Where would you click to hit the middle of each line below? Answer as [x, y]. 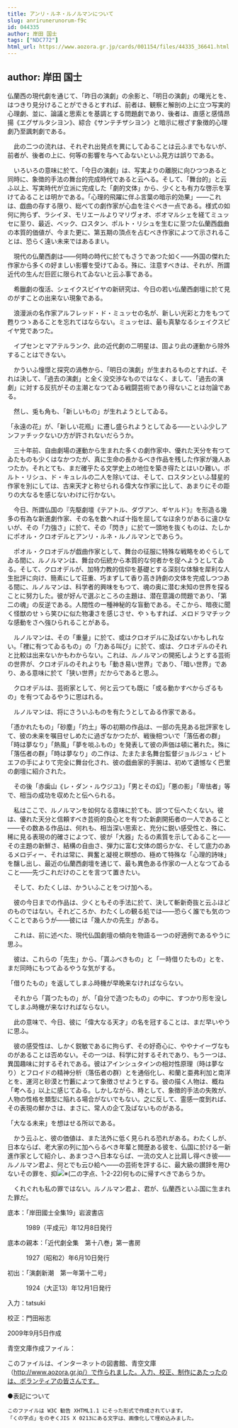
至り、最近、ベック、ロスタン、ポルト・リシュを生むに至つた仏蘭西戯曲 [125, 223]
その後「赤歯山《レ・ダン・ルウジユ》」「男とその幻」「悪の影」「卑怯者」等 [122, 786]
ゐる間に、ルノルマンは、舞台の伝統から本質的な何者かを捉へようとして [113, 560]
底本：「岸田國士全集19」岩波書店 [56, 1212]
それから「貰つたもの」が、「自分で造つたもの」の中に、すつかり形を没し [120, 998]
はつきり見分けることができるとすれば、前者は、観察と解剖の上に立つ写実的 [119, 104]
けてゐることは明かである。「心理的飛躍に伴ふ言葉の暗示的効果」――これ [114, 196]
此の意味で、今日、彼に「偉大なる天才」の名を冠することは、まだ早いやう [122, 1022]
